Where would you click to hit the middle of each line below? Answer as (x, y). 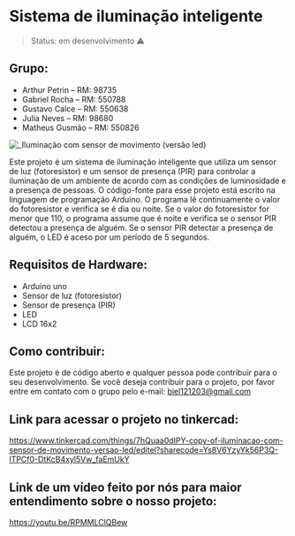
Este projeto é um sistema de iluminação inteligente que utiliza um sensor (143, 162)
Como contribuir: (57, 351)
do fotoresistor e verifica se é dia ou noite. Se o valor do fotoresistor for (139, 209)
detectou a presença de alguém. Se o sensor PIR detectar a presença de (141, 227)
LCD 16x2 (39, 324)
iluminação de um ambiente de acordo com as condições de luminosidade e (148, 180)
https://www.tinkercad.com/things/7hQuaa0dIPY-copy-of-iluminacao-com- (147, 440)
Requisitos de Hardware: (79, 265)
